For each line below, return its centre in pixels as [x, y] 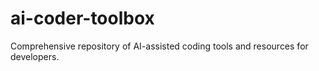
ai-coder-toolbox [82, 18]
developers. [35, 56]
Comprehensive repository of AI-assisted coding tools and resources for [159, 46]
